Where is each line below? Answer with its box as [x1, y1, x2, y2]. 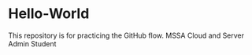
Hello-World [8, 5, 90, 23]
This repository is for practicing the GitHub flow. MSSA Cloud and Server [8, 31, 245, 40]
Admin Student [8, 38, 57, 48]
